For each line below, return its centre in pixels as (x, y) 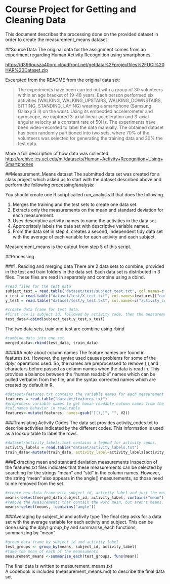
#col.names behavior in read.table (43, 408)
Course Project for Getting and (71, 9)
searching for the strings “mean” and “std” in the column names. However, (83, 472)
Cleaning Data (36, 20)
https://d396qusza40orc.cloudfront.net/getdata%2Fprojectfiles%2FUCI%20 (85, 64)
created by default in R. (30, 385)
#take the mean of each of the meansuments (52, 552)
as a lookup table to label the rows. (42, 434)
